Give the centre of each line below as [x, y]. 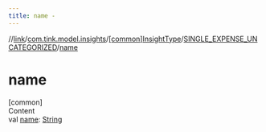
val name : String [35, 119]
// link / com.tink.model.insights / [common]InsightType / [96, 39]
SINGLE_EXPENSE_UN [221, 39]
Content [22, 110]
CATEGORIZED [33, 47]
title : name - [32, 16]
